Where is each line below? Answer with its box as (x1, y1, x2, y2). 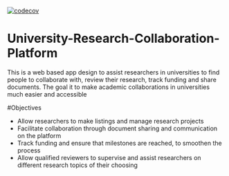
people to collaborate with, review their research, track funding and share (7, 75, 217, 84)
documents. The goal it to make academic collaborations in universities (7, 83, 210, 91)
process (17, 146, 41, 155)
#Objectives (7, 104, 42, 112)
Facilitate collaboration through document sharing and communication (17, 124, 218, 133)
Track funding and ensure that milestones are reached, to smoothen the (17, 139, 223, 147)
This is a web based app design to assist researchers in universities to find (7, 68, 220, 76)
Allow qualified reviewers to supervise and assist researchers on (17, 153, 202, 162)
